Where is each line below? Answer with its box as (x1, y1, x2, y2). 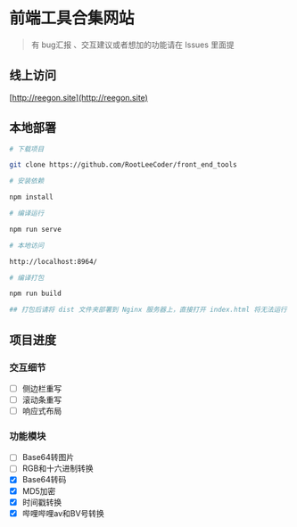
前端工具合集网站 (9, 8, 136, 29)
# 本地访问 (9, 241, 45, 250)
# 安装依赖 (9, 177, 45, 185)
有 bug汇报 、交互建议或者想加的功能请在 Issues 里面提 (30, 39, 235, 50)
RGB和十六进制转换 (21, 463, 94, 473)
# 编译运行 (9, 209, 45, 218)
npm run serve (9, 225, 62, 234)
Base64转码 (21, 474, 67, 485)
